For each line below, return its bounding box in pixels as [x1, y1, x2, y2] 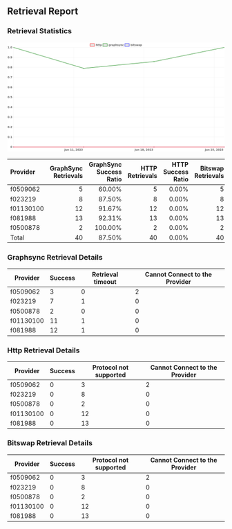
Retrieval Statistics [7, 26, 72, 36]
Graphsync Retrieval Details [7, 253, 103, 262]
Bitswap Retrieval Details [7, 438, 93, 448]
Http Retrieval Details [7, 346, 80, 355]
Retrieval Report [7, 6, 79, 17]
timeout [93, 277, 117, 286]
